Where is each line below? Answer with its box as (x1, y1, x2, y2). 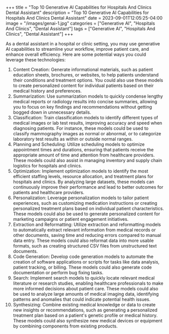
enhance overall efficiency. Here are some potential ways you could (6, 51, 146, 57)
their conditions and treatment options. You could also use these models (13, 77, 163, 83)
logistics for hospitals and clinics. (13, 163, 82, 169)
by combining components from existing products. (13, 323, 118, 329)
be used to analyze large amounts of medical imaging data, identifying (13, 291, 159, 297)
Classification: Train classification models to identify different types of (13, 115, 158, 120)
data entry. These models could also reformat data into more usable (13, 237, 154, 243)
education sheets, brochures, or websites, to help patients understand (13, 72, 159, 77)
